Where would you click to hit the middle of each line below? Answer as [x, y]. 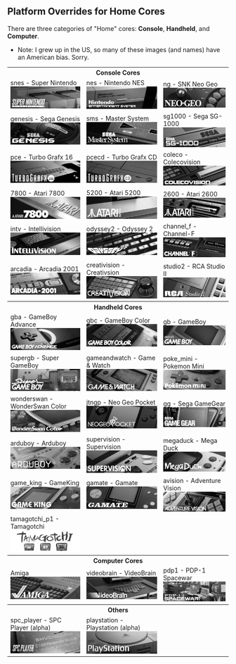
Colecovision [182, 162]
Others [118, 610]
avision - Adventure [192, 480]
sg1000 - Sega [185, 116]
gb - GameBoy [184, 322]
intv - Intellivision [35, 229]
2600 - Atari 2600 [190, 194]
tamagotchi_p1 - [35, 519]
